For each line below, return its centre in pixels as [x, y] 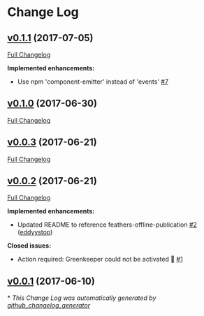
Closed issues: [29, 246]
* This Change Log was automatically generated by [82, 298]
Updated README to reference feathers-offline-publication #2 [107, 225]
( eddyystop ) [35, 232]
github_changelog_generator [49, 306]
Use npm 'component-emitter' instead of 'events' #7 [93, 82]
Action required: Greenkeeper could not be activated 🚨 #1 [100, 259]
